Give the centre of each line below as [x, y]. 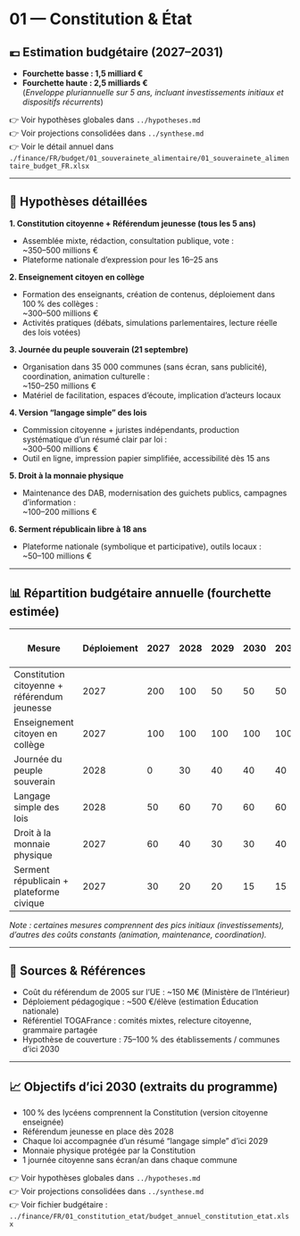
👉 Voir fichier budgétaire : [58, 1205]
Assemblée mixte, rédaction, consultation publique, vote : [128, 240]
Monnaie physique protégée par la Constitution [109, 1150]
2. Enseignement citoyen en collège [77, 277]
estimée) [34, 612]
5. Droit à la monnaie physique [67, 475]
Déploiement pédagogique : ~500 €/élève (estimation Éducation [140, 1002]
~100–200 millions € [59, 511]
